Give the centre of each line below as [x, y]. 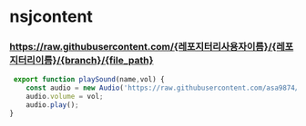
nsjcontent [51, 17]
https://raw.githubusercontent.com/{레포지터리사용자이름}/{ [143, 47]
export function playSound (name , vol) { [89, 80]
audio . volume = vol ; [65, 97]
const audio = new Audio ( [75, 88]
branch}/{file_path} [109, 61]
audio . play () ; [52, 105]
